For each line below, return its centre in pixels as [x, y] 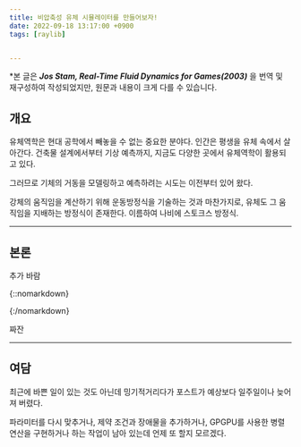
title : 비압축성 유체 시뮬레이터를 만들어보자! [84, 17]
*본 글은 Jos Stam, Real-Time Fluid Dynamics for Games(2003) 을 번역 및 [146, 76]
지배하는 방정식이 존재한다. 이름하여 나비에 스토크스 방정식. [136, 213]
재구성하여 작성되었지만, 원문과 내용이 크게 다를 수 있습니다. [113, 88]
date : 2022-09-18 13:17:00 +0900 [72, 26]
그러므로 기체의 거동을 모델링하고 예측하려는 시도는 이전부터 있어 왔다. [131, 183]
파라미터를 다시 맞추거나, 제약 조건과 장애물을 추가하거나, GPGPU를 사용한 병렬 [147, 422]
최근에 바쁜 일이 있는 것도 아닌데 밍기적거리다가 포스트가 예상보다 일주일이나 [142, 392]
